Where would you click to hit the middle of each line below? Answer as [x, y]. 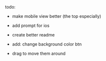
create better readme [33, 35]
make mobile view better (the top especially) [56, 16]
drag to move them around [39, 53]
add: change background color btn [47, 44]
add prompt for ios [31, 25]
